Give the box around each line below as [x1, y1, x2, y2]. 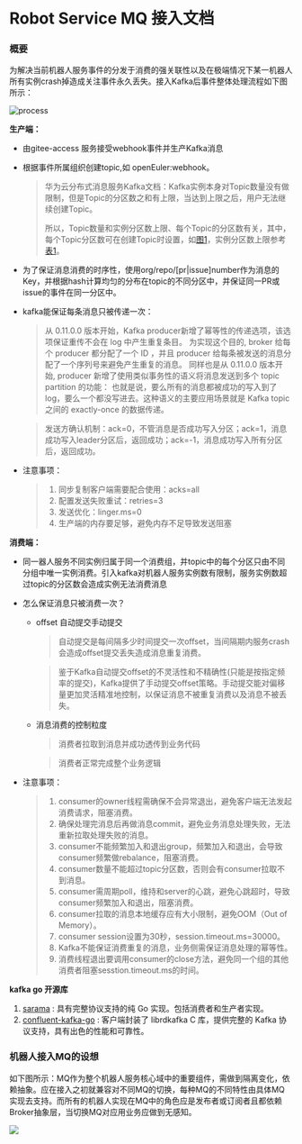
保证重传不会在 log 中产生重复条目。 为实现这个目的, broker [52, 337, 273, 348]
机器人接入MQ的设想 [9, 1050, 99, 1063]
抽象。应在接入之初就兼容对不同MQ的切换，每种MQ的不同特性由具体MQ [16, 1084, 286, 1094]
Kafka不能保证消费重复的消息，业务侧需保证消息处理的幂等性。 [58, 942, 293, 953]
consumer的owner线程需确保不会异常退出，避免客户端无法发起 [58, 796, 292, 807]
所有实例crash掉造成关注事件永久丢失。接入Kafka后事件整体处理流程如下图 [9, 76, 288, 86]
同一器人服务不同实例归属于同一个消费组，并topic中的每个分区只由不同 [22, 556, 286, 567]
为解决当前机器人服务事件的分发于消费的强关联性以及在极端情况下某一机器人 [9, 65, 293, 76]
